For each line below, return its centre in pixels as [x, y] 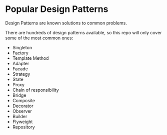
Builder [20, 116]
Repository [23, 127]
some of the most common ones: [39, 38]
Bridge [19, 95]
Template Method [30, 58]
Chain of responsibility [35, 90]
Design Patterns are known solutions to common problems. [66, 23]
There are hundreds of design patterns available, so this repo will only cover [83, 32]
